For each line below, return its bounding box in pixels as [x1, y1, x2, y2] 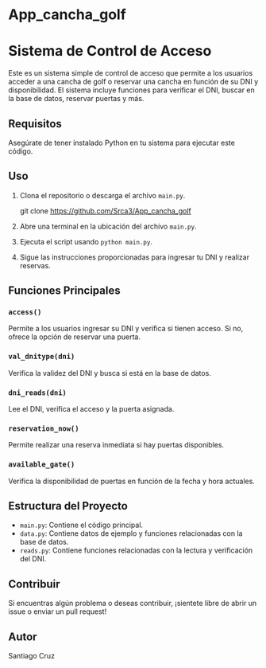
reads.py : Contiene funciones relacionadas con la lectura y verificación [19, 545, 253, 555]
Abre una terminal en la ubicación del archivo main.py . [19, 221, 197, 231]
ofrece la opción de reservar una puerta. [8, 332, 141, 342]
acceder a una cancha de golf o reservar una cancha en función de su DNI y [8, 77, 259, 87]
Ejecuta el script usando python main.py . [19, 236, 153, 246]
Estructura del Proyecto [8, 499, 129, 513]
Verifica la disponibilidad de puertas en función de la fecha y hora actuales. [8, 476, 256, 486]
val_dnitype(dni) [8, 352, 75, 361]
